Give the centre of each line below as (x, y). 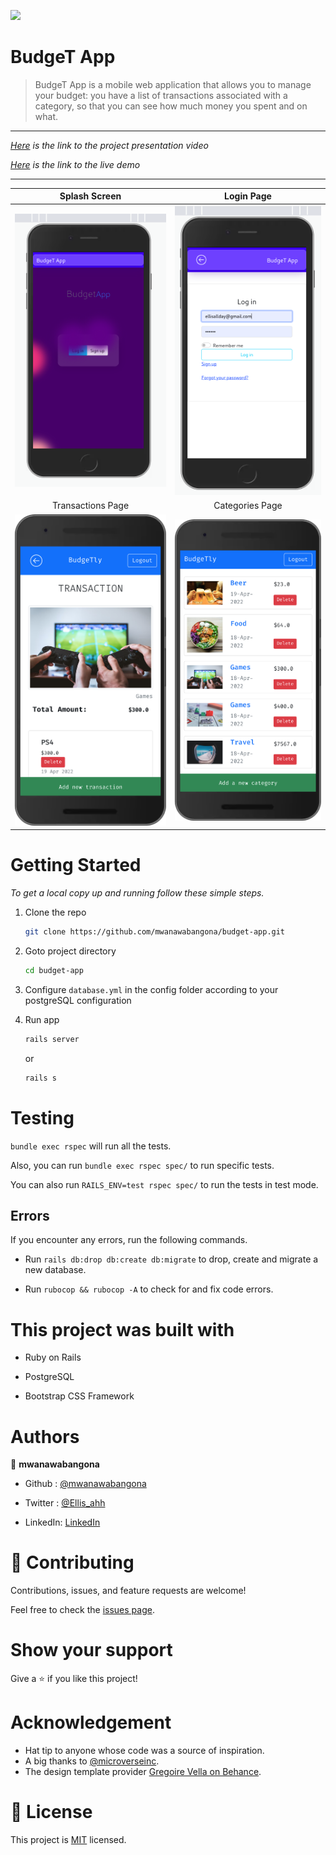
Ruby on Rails (53, 1357)
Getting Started (76, 865)
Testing (42, 1117)
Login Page (248, 196)
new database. (55, 1270)
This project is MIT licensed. (68, 1840)
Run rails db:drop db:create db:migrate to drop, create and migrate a (171, 1259)
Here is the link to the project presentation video (109, 145)
